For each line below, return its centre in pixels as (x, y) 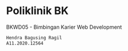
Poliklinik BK (38, 11)
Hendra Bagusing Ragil (34, 38)
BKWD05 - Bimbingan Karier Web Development (64, 27)
